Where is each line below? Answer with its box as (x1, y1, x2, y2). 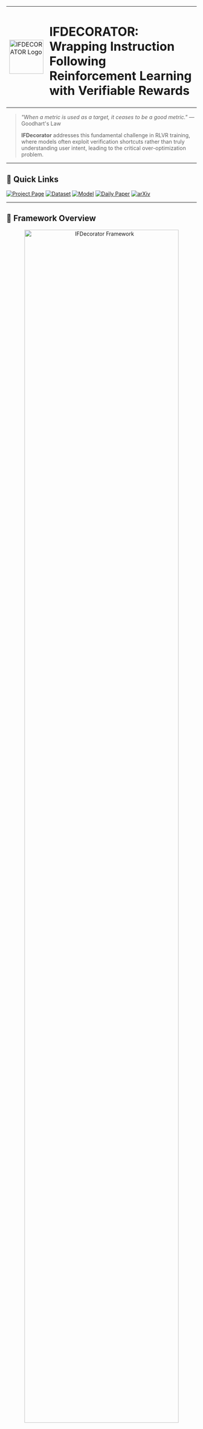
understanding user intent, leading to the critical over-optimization (21, 144, 186, 152)
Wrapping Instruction (49, 39, 175, 54)
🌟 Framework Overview (6, 213, 97, 224)
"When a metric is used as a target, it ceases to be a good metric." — (21, 114, 195, 121)
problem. (21, 151, 44, 158)
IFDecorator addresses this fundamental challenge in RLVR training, (21, 132, 190, 139)
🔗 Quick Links (6, 174, 59, 184)
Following (49, 53, 107, 69)
